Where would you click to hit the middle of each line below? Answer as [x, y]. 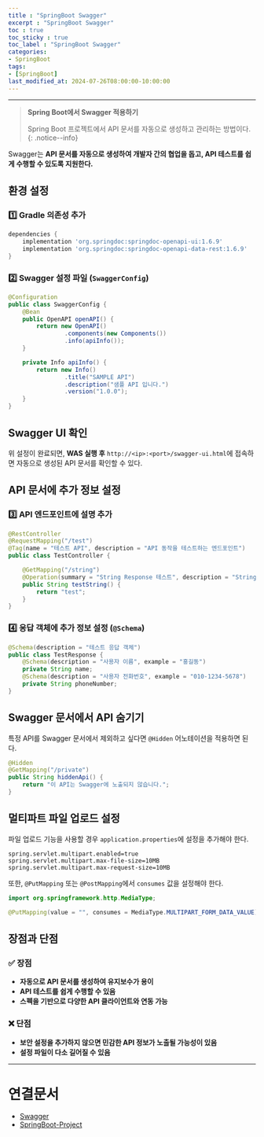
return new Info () [66, 370]
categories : [27, 52]
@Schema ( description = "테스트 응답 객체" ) [75, 647]
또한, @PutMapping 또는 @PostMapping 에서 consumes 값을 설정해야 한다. [116, 883]
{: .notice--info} [53, 138]
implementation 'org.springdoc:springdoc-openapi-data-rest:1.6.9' [135, 248]
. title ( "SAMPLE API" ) [99, 377]
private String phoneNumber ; [70, 684]
